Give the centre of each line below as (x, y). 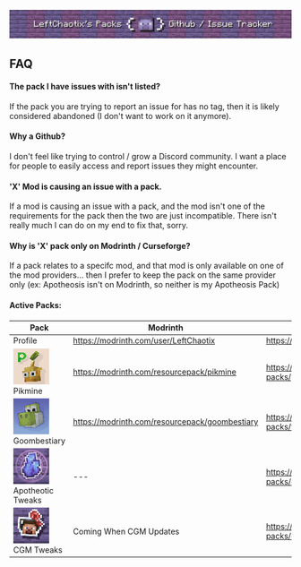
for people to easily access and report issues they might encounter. (134, 166)
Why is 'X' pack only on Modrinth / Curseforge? (100, 245)
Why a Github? (37, 136)
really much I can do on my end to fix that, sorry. (99, 226)
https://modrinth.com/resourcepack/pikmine (155, 372)
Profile (25, 340)
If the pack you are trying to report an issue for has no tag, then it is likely (144, 106)
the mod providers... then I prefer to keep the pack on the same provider (142, 275)
